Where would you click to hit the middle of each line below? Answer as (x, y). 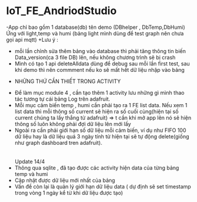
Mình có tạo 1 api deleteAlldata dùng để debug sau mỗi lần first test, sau (102, 64)
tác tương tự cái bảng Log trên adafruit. (62, 99)
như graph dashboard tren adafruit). (58, 143)
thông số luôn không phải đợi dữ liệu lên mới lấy (73, 124)
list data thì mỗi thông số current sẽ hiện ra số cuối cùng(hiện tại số (96, 111)
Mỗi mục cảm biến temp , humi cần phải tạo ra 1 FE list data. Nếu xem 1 (101, 105)
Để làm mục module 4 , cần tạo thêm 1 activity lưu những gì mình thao (99, 92)
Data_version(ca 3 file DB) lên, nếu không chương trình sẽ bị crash (95, 57)
